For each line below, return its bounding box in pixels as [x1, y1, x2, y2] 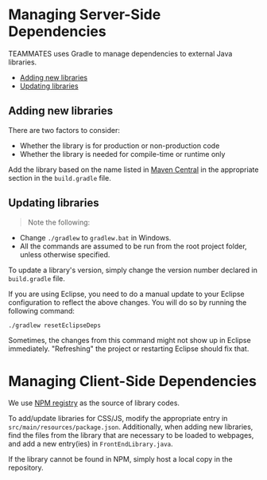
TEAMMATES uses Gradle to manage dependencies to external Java [8, 49, 233, 58]
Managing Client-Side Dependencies [8, 372, 257, 390]
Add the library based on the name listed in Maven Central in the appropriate [8, 165, 259, 174]
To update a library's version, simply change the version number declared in [8, 265, 258, 275]
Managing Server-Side [8, 6, 161, 24]
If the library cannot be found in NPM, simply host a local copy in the [8, 455, 233, 464]
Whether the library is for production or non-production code [19, 141, 220, 150]
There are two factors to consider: [8, 125, 121, 135]
